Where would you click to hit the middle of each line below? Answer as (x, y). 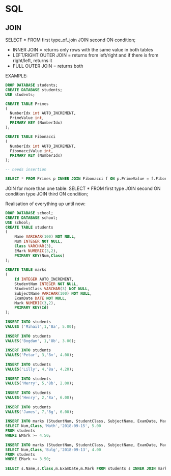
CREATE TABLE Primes (27, 104)
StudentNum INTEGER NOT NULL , (47, 284)
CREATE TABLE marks (26, 270)
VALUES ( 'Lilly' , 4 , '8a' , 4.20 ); (39, 369)
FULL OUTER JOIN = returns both (48, 66)
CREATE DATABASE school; (32, 218)
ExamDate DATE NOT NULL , (41, 298)
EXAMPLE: (17, 76)
